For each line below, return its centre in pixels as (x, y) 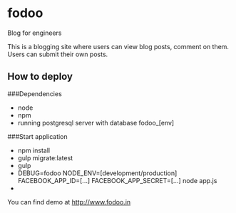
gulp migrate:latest (45, 157)
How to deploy (40, 77)
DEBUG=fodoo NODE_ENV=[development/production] (97, 173)
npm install (34, 150)
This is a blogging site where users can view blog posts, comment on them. (118, 46)
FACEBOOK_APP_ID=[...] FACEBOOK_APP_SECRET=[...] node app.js (117, 180)
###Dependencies (35, 93)
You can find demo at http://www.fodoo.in (69, 202)
